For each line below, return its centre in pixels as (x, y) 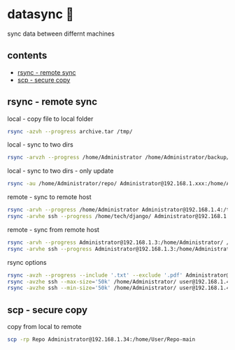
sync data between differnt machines (61, 34)
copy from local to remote (44, 327)
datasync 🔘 (41, 14)
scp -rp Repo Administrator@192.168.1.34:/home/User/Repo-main (101, 340)
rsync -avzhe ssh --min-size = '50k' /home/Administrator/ (92, 288)
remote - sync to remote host (50, 197)
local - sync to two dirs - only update (60, 171)
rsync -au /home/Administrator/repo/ (62, 184)
